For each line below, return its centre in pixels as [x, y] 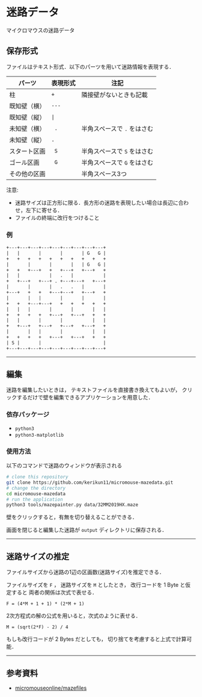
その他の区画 [28, 173]
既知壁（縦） [28, 117]
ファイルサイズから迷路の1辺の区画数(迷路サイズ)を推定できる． [85, 572]
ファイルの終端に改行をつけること [57, 217]
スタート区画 [28, 151]
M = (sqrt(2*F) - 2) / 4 [37, 627]
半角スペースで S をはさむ [117, 151]
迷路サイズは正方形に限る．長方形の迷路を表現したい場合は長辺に [96, 202]
